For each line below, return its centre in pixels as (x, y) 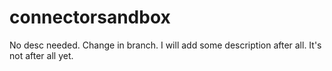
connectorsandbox (90, 17)
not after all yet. (41, 55)
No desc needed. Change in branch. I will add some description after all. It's (165, 45)
